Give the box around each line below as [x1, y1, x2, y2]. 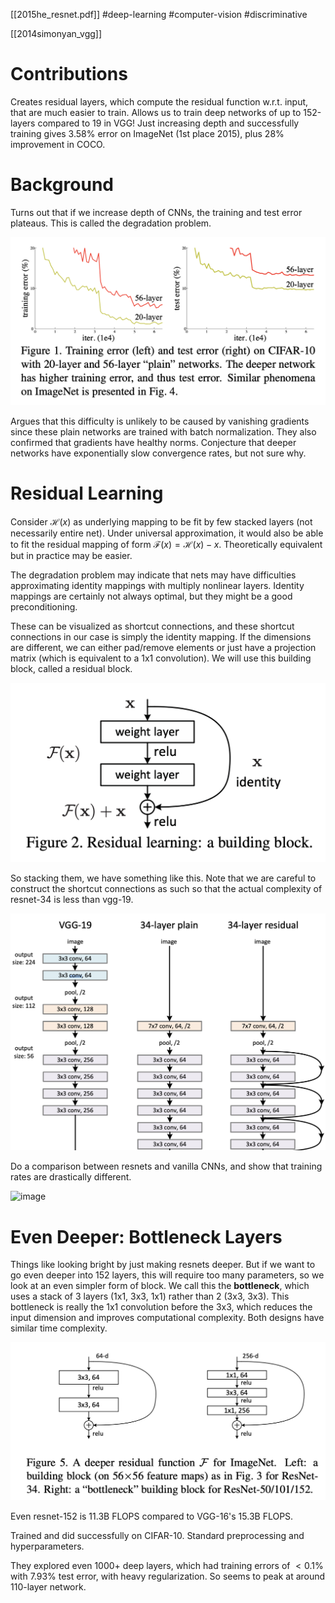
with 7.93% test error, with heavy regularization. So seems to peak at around [10, 1570, 326, 1582]
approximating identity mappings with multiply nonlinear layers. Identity [10, 580, 305, 592]
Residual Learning [10, 482, 164, 505]
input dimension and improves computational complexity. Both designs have [10, 1312, 325, 1324]
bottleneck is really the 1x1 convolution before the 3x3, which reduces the [10, 1301, 313, 1313]
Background [10, 174, 114, 196]
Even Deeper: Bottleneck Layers [10, 1225, 283, 1248]
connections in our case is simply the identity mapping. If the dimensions [10, 631, 312, 643]
